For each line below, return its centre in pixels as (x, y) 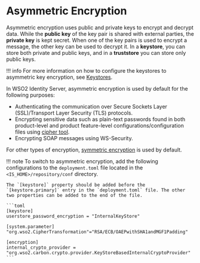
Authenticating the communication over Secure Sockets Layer (91, 106)
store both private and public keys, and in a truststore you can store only (96, 52)
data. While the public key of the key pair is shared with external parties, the (100, 33)
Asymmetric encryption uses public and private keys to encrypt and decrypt (100, 27)
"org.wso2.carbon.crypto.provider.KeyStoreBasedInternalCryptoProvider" (99, 253)
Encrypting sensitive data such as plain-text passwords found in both (100, 119)
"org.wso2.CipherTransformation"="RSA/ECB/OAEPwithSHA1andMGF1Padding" (97, 232)
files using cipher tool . (42, 132)
